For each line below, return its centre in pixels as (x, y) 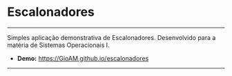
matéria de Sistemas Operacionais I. (58, 45)
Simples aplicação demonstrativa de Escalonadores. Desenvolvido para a (112, 37)
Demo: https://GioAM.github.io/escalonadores (83, 58)
